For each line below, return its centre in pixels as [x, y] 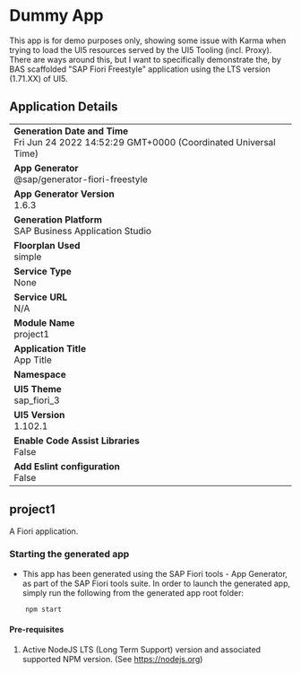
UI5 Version [39, 415]
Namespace [40, 374]
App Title [33, 360]
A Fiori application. [44, 531]
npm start [44, 609]
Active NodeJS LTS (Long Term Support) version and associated [142, 649]
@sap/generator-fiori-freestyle [81, 179]
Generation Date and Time [71, 131]
